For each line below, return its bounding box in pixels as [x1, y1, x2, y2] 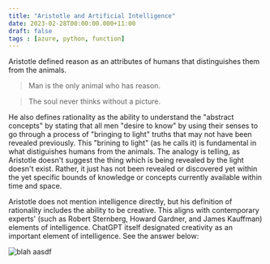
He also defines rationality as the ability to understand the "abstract [8, 113, 234, 122]
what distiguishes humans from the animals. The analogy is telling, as [8, 147, 241, 156]
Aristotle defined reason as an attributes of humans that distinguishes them [8, 57, 260, 66]
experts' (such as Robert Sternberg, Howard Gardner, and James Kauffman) [8, 214, 263, 224]
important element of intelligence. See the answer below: [8, 232, 199, 241]
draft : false [8, 27, 53, 35]
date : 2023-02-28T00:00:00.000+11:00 [8, 19, 136, 28]
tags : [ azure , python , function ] [8, 34, 126, 43]
